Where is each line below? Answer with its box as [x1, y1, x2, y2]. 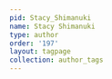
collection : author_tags [9, 55, 104, 64]
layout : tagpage [9, 47, 71, 56]
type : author [9, 30, 59, 39]
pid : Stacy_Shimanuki [9, 13, 92, 23]
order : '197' [9, 38, 59, 48]
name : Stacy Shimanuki [9, 22, 96, 31]
